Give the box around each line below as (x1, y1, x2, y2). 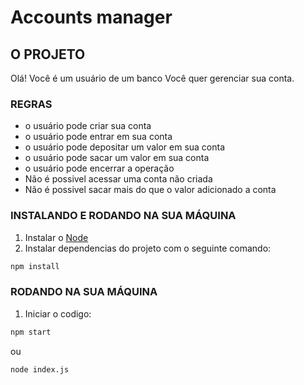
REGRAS (10, 97, 53, 111)
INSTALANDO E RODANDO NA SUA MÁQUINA (10, 209, 237, 223)
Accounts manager (10, 6, 173, 29)
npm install (10, 261, 60, 271)
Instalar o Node (24, 231, 89, 243)
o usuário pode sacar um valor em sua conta (24, 152, 210, 164)
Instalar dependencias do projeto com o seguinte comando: (24, 242, 272, 254)
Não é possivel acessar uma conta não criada (24, 173, 213, 185)
